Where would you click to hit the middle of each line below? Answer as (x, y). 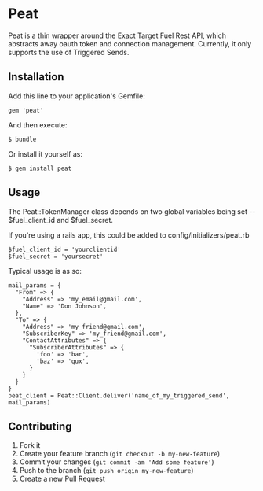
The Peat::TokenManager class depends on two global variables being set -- (132, 211)
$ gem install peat (40, 168)
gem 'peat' (26, 110)
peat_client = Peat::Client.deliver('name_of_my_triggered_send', (119, 395)
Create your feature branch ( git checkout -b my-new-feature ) (120, 454)
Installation (36, 77)
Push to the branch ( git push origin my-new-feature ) (106, 471)
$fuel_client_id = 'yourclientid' (65, 249)
